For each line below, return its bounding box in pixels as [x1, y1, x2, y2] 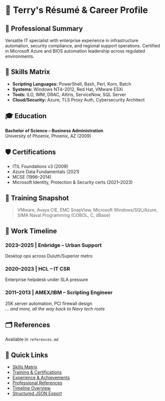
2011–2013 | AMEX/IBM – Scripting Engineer [5, 289, 113, 296]
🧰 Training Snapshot [5, 194, 69, 202]
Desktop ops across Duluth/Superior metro [5, 253, 93, 259]
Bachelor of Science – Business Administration [5, 127, 104, 133]
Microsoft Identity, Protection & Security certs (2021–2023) [12, 179, 133, 186]
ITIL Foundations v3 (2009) [12, 164, 68, 170]
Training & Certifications [12, 369, 62, 375]
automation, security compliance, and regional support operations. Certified [5, 43, 160, 49]
